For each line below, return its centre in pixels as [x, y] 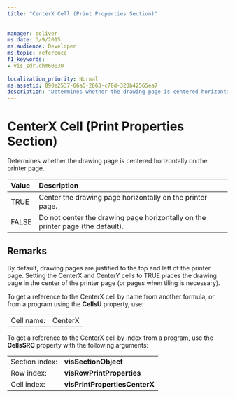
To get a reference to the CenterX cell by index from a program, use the [110, 338]
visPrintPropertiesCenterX [109, 384]
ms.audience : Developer [42, 46]
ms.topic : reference [37, 53]
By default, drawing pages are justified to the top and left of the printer [109, 268]
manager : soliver [33, 33]
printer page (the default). [81, 226]
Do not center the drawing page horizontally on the [122, 218]
